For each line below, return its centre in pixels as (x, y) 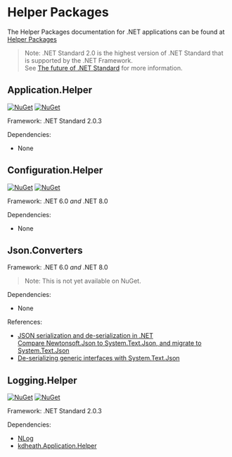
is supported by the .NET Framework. (79, 60)
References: (25, 322)
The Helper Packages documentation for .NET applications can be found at (116, 32)
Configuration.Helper (55, 170)
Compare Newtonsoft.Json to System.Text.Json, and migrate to (109, 343)
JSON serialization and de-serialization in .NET (85, 336)
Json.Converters (45, 250)
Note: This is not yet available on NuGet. (83, 281)
